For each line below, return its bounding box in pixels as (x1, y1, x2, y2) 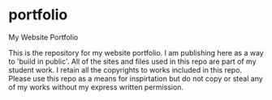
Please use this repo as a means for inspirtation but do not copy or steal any (8, 73, 264, 83)
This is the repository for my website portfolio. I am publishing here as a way (8, 48, 264, 57)
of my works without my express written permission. (8, 82, 184, 92)
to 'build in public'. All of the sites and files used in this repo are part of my (8, 56, 257, 66)
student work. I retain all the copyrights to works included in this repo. (8, 65, 242, 74)
